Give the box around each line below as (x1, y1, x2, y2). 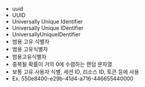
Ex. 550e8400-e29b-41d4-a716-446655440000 (11, 75, 134, 82)
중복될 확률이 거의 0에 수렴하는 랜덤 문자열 (11, 60, 113, 68)
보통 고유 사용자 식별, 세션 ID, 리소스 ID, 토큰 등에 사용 (11, 68, 140, 75)
